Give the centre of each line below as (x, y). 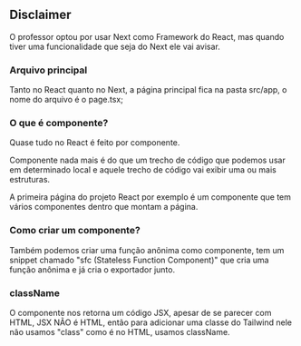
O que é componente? (59, 124)
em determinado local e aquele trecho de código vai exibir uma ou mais (143, 170)
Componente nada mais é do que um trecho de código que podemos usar (147, 160)
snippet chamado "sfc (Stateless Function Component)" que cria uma (139, 260)
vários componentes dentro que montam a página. (104, 207)
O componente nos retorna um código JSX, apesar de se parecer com (141, 313)
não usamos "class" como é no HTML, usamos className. (120, 332)
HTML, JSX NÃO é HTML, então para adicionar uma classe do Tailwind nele (151, 322)
